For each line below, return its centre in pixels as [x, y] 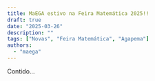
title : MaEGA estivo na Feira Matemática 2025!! [78, 13]
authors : [20, 45]
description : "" [30, 33]
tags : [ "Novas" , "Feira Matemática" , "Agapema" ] [78, 39]
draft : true [24, 20]
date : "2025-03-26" [35, 26]
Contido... [21, 71]
